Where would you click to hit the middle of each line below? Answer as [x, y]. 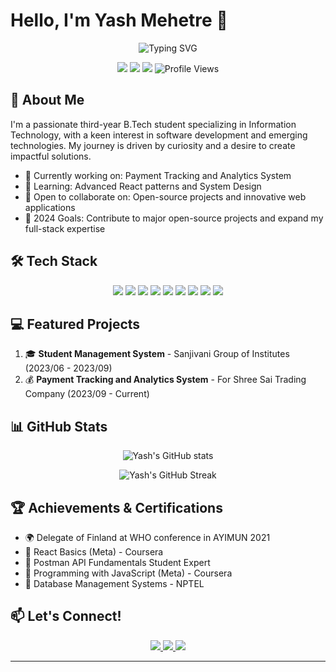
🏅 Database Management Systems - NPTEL [114, 583]
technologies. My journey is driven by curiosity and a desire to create [153, 145]
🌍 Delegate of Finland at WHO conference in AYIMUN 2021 [147, 537]
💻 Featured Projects [75, 324]
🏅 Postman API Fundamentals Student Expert [117, 562]
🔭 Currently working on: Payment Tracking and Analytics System [158, 175]
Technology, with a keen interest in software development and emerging [159, 135]
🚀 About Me [47, 100]
